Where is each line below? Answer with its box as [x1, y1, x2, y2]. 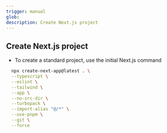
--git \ [11, 117, 30, 123]
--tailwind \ [11, 84, 43, 90]
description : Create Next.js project [6, 19, 98, 25]
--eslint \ [11, 79, 38, 85]
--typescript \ [11, 74, 49, 80]
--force [11, 122, 30, 128]
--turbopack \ [11, 101, 46, 107]
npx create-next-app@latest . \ [11, 68, 91, 74]
